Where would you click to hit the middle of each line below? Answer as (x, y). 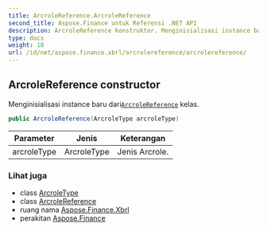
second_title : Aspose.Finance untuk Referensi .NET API (103, 23)
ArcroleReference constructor (84, 85)
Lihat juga (28, 175)
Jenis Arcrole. (143, 151)
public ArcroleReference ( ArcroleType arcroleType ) (94, 119)
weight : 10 (26, 45)
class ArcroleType (49, 193)
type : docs (26, 38)
